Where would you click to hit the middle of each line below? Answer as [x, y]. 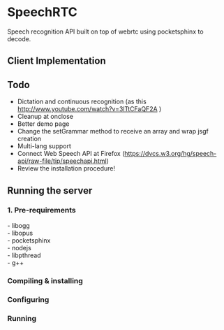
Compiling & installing [45, 280]
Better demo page [43, 124]
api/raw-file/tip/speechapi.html [62, 161]
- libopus [20, 233]
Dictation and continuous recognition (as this [82, 101]
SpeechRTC [43, 12]
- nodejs [19, 247]
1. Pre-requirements [42, 210]
